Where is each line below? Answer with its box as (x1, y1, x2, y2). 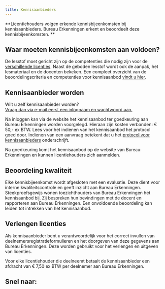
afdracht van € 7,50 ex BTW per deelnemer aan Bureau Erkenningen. (5, 263, 144, 269)
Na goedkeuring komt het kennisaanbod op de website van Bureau (5, 147, 140, 153)
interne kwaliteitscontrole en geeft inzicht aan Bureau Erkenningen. (5, 185, 141, 191)
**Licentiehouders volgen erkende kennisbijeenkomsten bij (5, 21, 127, 27)
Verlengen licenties (5, 220, 66, 228)
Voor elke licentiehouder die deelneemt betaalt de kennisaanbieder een (5, 258, 150, 264)
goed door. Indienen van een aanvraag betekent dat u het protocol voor (5, 132, 150, 138)
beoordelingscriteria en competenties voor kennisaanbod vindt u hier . (5, 74, 146, 80)
